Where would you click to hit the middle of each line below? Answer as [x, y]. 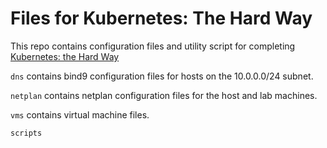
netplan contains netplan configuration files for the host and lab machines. [164, 95]
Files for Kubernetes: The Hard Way [161, 18]
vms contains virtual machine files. [80, 114]
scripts [26, 133]
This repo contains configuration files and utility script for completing [153, 46]
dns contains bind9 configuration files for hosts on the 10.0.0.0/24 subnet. [162, 76]
